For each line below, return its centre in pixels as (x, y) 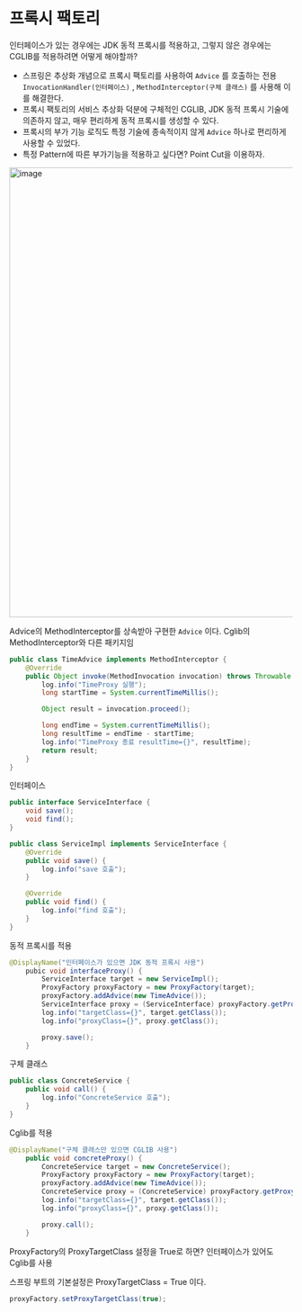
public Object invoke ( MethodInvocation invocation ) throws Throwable (159, 676)
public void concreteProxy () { (84, 1158)
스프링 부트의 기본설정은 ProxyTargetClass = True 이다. (108, 1281)
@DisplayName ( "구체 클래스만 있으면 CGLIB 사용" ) (93, 1150)
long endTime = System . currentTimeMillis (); (126, 725)
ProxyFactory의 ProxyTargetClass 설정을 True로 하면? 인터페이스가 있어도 (142, 1251)
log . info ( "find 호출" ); (84, 911)
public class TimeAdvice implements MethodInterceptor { (118, 659)
